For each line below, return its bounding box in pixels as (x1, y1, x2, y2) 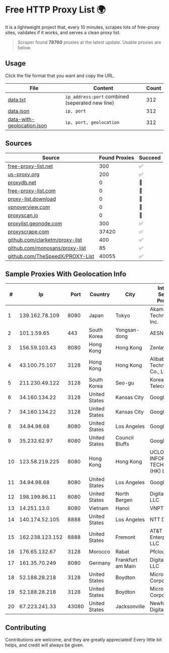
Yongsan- (115, 326, 140, 334)
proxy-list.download (8, 195, 56, 202)
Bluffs (115, 440, 129, 447)
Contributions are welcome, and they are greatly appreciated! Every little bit (5, 637, 162, 643)
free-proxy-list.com (8, 187, 56, 194)
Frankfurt (115, 556, 137, 563)
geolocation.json (8, 122, 47, 129)
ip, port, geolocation (65, 119, 120, 125)
